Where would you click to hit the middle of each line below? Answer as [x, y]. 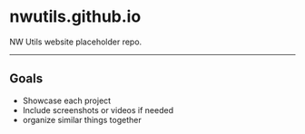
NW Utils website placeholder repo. [76, 42]
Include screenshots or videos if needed [98, 110]
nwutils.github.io [75, 17]
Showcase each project [67, 100]
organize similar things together [82, 120]
